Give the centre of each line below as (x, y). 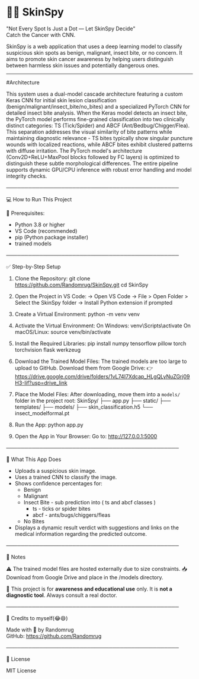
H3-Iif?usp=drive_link (41, 383)
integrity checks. (27, 176)
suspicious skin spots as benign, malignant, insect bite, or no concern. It (94, 52)
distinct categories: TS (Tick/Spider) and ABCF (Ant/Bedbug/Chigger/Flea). (98, 125)
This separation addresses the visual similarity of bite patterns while (89, 132)
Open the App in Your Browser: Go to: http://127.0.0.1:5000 (86, 436)
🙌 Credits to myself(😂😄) (37, 618)
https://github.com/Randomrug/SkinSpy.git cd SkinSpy (81, 285)
